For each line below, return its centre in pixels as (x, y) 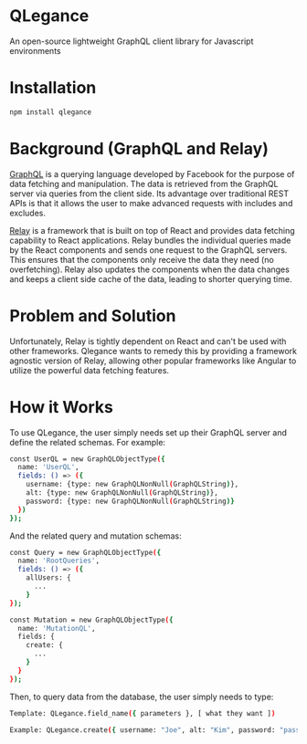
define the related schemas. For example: (88, 442)
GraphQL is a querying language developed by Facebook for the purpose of (152, 173)
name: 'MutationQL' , (57, 628)
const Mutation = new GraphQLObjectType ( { (91, 620)
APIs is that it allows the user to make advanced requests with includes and (151, 203)
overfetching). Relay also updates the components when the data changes (149, 269)
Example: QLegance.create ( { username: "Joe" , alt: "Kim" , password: (143, 730)
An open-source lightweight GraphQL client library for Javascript (132, 41)
